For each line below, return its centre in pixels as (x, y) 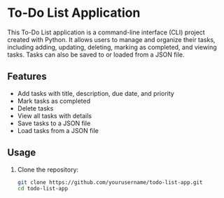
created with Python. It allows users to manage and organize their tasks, (111, 39)
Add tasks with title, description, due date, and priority (96, 93)
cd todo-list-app (43, 189)
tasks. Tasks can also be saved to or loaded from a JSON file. (96, 55)
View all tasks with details (55, 115)
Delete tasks (35, 108)
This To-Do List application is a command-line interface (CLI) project (106, 32)
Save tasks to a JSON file (54, 123)
